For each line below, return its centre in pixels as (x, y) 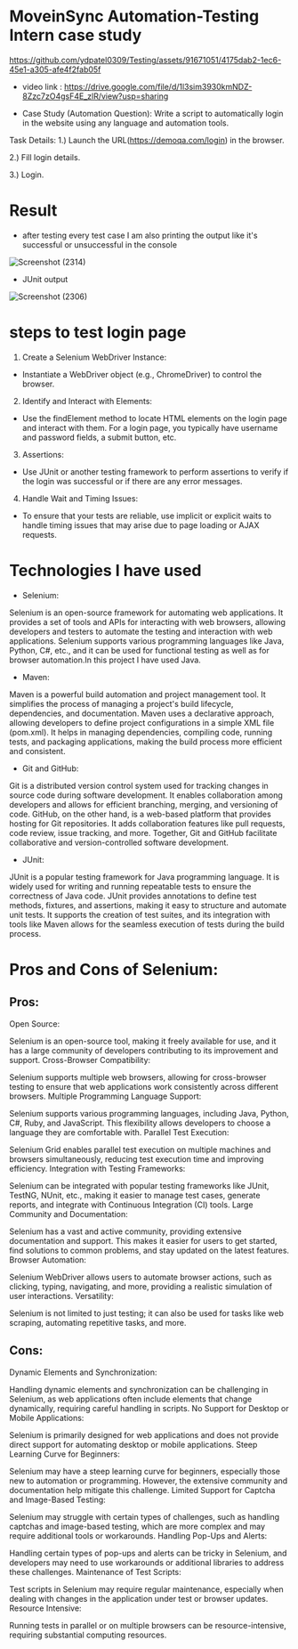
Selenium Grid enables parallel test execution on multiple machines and (140, 1149)
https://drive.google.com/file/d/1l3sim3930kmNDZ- (158, 86)
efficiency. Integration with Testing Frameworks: (97, 1168)
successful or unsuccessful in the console (100, 244)
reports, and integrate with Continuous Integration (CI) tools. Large (131, 1205)
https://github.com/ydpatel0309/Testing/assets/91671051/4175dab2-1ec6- (145, 60)
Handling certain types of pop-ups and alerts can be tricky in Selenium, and (148, 1553)
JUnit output (45, 279)
